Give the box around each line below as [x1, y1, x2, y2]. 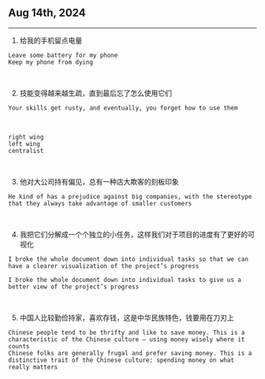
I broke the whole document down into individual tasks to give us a [8, 276, 242, 284]
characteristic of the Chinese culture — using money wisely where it [8, 335, 245, 344]
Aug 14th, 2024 [8, 6, 86, 20]
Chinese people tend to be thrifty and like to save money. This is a [8, 329, 245, 336]
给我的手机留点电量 [19, 35, 83, 45]
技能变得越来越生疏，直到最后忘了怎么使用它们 [19, 88, 172, 98]
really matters [8, 362, 58, 371]
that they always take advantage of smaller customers [8, 199, 192, 207]
